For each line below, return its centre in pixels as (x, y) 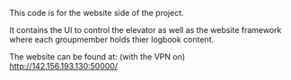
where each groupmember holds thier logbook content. (111, 40)
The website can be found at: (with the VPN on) (97, 56)
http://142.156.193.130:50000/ (64, 66)
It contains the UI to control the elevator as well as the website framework (145, 30)
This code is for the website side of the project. (97, 13)
